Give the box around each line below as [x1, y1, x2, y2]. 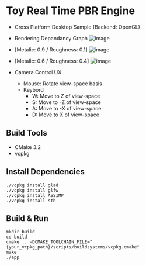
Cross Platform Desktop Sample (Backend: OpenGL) [14, 23, 140, 30]
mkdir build [6, 229, 35, 235]
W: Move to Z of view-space [32, 92, 100, 99]
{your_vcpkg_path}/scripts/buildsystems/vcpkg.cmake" [6, 244, 140, 250]
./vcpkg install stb [6, 198, 57, 203]
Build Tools [6, 128, 48, 138]
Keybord [23, 86, 44, 93]
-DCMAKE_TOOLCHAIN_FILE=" [29, 239, 93, 245]
